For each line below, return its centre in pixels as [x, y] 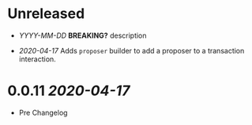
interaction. [37, 59]
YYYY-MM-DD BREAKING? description [83, 35]
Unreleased [46, 14]
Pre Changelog [43, 112]
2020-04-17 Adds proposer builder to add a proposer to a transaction [132, 50]
